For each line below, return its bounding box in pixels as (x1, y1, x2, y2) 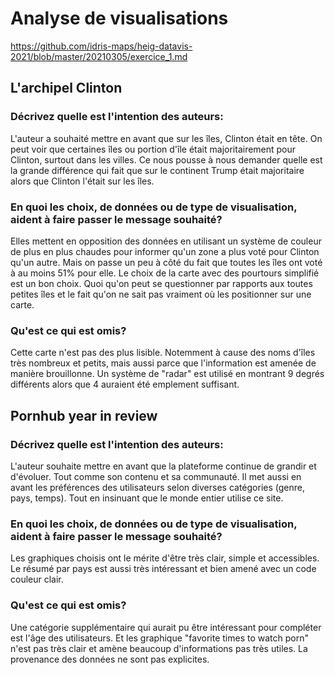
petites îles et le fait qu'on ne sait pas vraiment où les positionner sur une (10, 288, 312, 300)
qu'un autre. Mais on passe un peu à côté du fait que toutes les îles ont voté (10, 256, 323, 268)
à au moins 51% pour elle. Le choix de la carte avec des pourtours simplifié (10, 267, 320, 279)
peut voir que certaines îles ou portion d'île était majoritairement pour (10, 143, 297, 155)
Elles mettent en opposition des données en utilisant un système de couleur (10, 235, 322, 247)
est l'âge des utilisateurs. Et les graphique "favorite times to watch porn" (10, 632, 309, 644)
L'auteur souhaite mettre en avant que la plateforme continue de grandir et (10, 460, 317, 472)
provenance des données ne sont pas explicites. (10, 653, 210, 665)
